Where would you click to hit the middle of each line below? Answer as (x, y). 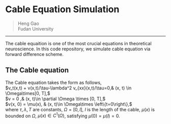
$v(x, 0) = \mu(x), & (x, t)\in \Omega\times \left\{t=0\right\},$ (69, 104)
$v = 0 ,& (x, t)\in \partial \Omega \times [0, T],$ (55, 99)
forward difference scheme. (34, 54)
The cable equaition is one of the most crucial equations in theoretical (78, 43)
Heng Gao (28, 23)
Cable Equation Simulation (62, 9)
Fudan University (36, 28)
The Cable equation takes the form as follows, (53, 82)
